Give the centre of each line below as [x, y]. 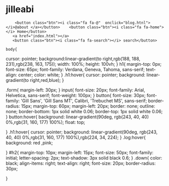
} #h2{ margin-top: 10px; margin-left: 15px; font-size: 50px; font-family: [79, 152]
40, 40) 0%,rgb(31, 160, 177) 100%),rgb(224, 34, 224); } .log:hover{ [76, 137]
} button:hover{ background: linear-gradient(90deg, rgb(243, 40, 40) [77, 117]
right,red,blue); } [47, 80]
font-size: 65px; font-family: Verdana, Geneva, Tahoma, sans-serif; [75, 69]
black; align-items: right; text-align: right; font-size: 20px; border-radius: [81, 163]
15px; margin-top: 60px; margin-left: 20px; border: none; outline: [88, 106]
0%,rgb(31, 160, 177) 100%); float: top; [45, 122]
